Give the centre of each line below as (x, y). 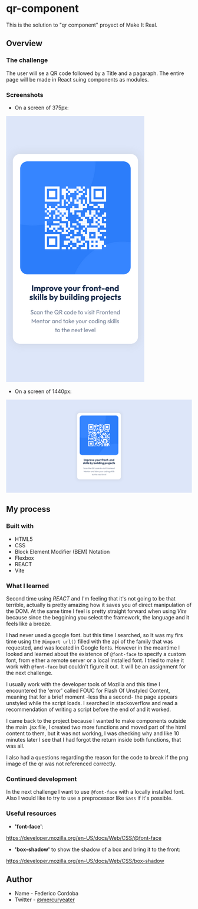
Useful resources (32, 813)
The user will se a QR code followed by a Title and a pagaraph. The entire (95, 73)
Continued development (42, 779)
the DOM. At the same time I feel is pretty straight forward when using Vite (96, 611)
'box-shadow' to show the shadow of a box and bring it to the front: (98, 849)
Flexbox (24, 558)
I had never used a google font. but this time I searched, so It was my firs (95, 635)
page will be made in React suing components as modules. (77, 79)
